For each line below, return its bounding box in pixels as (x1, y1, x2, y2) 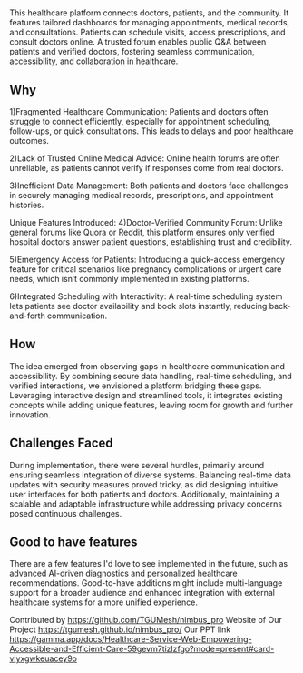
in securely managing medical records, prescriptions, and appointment (9, 190, 274, 200)
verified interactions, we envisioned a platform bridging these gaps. (9, 380, 262, 391)
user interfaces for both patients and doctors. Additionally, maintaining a (9, 488, 279, 499)
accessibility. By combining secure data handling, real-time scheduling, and (9, 370, 292, 381)
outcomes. (9, 136, 50, 146)
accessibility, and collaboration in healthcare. (9, 55, 179, 66)
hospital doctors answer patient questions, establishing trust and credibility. (9, 236, 293, 247)
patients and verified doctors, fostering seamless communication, (9, 46, 255, 57)
